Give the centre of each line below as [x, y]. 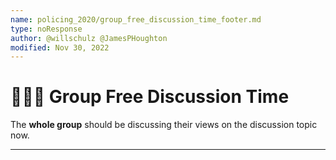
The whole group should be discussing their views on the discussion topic [164, 125]
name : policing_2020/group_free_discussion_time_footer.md [136, 19]
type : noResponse [46, 29]
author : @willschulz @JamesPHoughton [89, 38]
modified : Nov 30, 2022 [60, 47]
